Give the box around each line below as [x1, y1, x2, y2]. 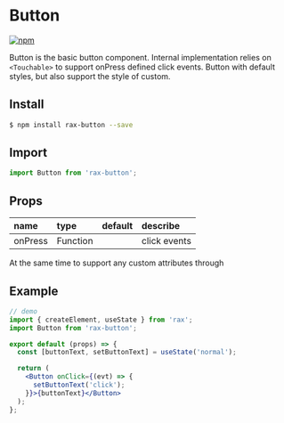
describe [141, 220, 181, 232]
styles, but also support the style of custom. [9, 70, 171, 81]
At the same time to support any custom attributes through [9, 257, 224, 268]
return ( [17, 364, 50, 373]
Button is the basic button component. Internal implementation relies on [9, 52, 272, 62]
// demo [9, 306, 38, 316]
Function [56, 235, 93, 248]
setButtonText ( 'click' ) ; [32, 380, 126, 390]
